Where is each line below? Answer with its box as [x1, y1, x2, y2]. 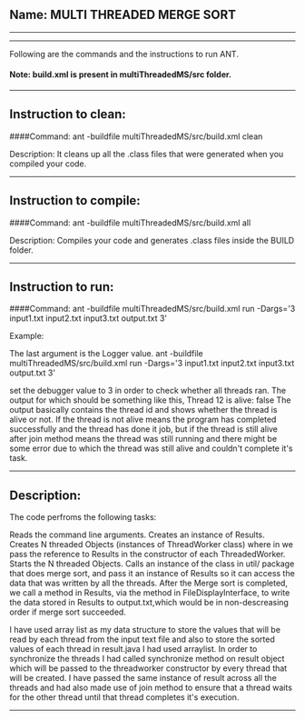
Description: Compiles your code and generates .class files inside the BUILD [9, 235, 295, 245]
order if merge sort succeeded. [9, 606, 127, 617]
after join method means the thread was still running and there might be [9, 434, 278, 445]
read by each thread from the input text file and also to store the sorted [9, 634, 275, 645]
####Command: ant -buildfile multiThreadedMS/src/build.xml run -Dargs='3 [9, 304, 296, 315]
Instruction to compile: [9, 193, 141, 208]
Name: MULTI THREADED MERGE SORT [9, 7, 236, 23]
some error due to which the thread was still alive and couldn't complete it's [9, 443, 293, 454]
